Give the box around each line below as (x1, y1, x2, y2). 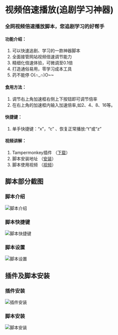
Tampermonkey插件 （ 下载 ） (12, 149, 70, 155)
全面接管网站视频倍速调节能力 (12, 54, 72, 60)
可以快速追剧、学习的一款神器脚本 (12, 48, 81, 54)
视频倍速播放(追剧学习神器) (5, 4, 114, 16)
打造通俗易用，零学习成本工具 (12, 66, 72, 72)
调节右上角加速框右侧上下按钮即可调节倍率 (12, 96, 98, 102)
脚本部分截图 (5, 177, 44, 186)
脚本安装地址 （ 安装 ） (12, 155, 56, 161)
